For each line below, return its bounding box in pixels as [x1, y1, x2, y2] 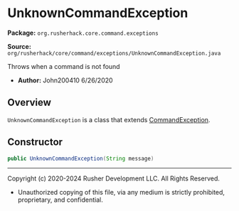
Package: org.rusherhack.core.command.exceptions [7, 28, 159, 37]
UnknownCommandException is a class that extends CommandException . [7, 115, 211, 124]
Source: [7, 42, 32, 50]
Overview [7, 97, 52, 109]
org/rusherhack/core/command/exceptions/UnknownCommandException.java [7, 50, 221, 57]
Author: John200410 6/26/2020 [17, 76, 113, 85]
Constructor [7, 136, 63, 148]
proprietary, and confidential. [17, 195, 103, 204]
